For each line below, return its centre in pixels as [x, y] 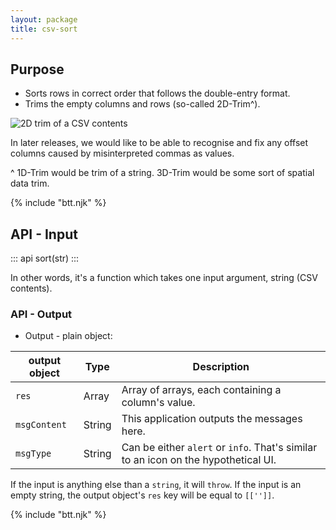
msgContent [41, 425]
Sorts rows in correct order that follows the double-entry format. [157, 93]
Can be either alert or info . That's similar [219, 448]
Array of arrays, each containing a [201, 390]
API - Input [44, 234]
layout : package [44, 19]
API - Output [41, 314]
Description [221, 367]
